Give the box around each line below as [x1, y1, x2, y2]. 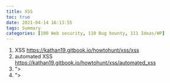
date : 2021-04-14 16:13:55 [6, 19, 73, 25]
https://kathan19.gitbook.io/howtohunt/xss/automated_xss [14, 59, 156, 67]
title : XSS [6, 8, 33, 15]
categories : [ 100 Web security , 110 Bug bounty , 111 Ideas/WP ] [6, 31, 165, 36]
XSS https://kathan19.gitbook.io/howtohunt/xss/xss [14, 47, 140, 54]
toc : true [6, 14, 31, 20]
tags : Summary [6, 25, 41, 31]
